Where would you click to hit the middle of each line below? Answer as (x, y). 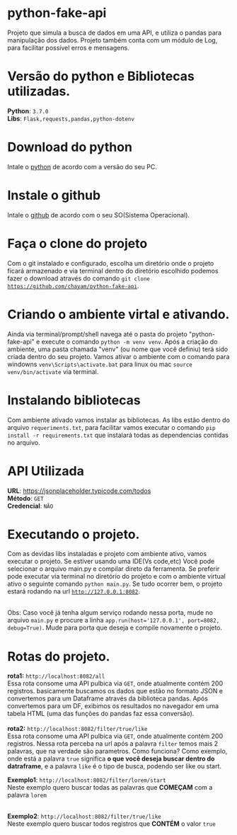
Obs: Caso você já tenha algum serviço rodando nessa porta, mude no (110, 613)
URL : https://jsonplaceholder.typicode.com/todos (79, 491)
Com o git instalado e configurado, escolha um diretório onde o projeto (111, 263)
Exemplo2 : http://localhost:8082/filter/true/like (84, 817)
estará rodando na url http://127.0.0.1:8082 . (74, 591)
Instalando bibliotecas (74, 400)
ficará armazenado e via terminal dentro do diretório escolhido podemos (113, 271)
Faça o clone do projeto (77, 243)
